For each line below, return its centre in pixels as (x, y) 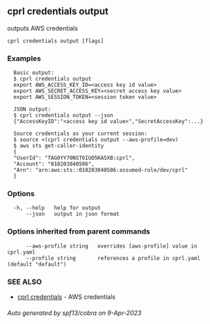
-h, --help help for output (57, 208)
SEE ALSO (25, 282)
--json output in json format (72, 214)
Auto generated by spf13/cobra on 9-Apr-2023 (74, 313)
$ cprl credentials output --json (63, 115)
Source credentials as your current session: (81, 134)
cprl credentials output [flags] (56, 41)
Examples (24, 58)
